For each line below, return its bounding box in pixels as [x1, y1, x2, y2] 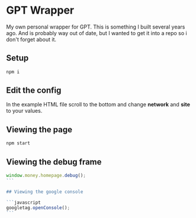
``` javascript [6, 200, 41, 206]
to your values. [6, 108, 43, 115]
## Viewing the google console [6, 188, 83, 195]
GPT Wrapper [6, 4, 75, 17]
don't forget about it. [6, 36, 57, 43]
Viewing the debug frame [6, 157, 102, 167]
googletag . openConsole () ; [6, 205, 70, 211]
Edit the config [6, 86, 62, 96]
